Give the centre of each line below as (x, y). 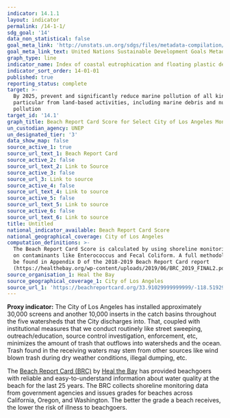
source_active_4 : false (41, 186)
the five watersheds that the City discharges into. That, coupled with (104, 321)
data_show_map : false (38, 141)
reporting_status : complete (47, 84)
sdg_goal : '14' (29, 33)
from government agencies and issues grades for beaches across (100, 393)
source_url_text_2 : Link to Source (58, 166)
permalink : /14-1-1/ (37, 26)
